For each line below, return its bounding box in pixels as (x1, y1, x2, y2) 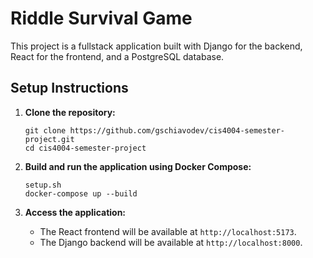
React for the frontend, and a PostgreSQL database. (10, 50, 225, 62)
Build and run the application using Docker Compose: (24, 160, 252, 172)
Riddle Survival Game (10, 7, 193, 30)
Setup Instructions (10, 80, 129, 97)
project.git (24, 134, 75, 144)
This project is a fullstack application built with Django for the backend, (10, 40, 303, 52)
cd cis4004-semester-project (24, 143, 147, 153)
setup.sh (24, 180, 62, 190)
